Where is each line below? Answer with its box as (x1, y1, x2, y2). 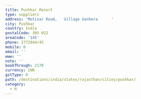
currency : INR (5, 68, 35, 73)
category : (5, 81, 26, 86)
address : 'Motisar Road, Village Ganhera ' (5, 16, 114, 21)
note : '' (5, 58, 24, 63)
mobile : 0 (5, 44, 26, 49)
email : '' (5, 49, 26, 54)
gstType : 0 (5, 72, 28, 77)
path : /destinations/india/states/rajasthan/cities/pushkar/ (5, 77, 136, 82)
